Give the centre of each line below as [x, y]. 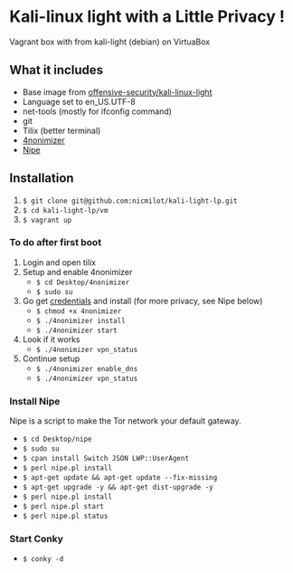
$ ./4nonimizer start [76, 330]
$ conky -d [43, 559]
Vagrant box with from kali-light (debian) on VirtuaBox [110, 42]
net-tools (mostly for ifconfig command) [97, 111]
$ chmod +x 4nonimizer [79, 311]
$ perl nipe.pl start [63, 507]
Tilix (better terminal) [61, 130]
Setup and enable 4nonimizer [77, 272]
